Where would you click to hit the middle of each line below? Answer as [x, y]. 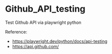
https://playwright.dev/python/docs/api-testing [60, 41]
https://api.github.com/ [35, 46]
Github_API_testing [45, 9]
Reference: [16, 32]
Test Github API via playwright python [43, 22]
